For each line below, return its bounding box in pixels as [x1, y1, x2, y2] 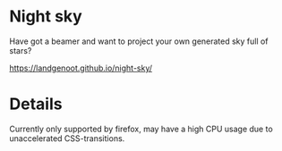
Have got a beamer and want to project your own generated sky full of [9, 36, 269, 46]
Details [9, 94, 63, 114]
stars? [9, 45, 32, 55]
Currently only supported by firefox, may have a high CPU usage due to [9, 123, 273, 134]
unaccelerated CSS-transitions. [9, 132, 125, 144]
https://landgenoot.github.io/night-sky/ [9, 63, 153, 73]
